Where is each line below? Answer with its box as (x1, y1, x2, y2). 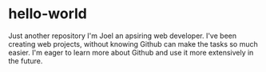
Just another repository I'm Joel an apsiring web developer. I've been (8, 31, 237, 40)
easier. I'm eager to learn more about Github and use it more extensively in (8, 47, 254, 57)
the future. (8, 56, 43, 66)
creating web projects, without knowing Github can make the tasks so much (8, 39, 258, 48)
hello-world (8, 5, 88, 23)
